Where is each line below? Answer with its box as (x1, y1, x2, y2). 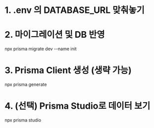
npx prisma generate (4, 81, 47, 87)
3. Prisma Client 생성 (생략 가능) (4, 65, 132, 76)
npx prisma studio (4, 117, 42, 123)
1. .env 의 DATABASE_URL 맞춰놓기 (4, 4, 145, 16)
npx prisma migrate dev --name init (4, 46, 77, 52)
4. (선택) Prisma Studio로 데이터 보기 (4, 100, 151, 112)
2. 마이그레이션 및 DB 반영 (4, 29, 105, 40)
